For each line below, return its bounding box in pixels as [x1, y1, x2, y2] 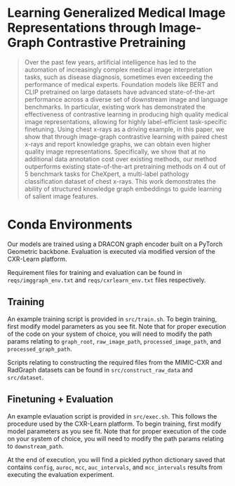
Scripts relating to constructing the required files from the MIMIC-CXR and [7, 358, 222, 366]
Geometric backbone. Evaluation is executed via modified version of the [7, 247, 215, 255]
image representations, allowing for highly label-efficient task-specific [24, 117, 227, 126]
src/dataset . [7, 373, 44, 382]
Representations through [7, 20, 156, 36]
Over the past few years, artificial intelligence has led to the [24, 58, 196, 66]
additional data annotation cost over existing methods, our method [24, 154, 217, 163]
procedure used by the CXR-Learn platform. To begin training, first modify [7, 419, 222, 428]
